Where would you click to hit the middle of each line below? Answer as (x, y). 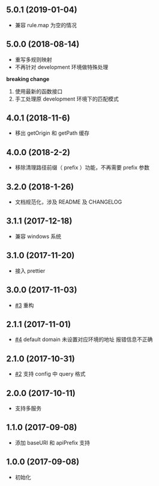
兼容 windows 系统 (38, 236)
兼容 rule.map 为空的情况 (46, 25)
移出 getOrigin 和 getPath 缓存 (52, 133)
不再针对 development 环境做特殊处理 (61, 67)
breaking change (28, 79)
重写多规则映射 (33, 59)
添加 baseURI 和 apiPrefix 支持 (52, 442)
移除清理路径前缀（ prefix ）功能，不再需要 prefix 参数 (82, 168)
